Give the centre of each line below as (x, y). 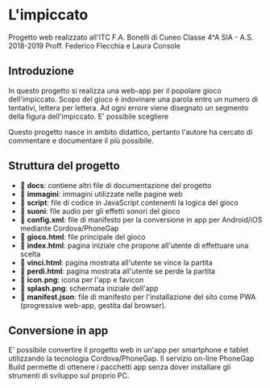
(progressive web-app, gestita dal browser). (93, 305)
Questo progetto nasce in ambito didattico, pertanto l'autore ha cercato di (131, 131)
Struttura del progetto (64, 166)
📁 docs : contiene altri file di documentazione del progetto (116, 185)
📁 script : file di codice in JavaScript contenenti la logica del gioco (129, 202)
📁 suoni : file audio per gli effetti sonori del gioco (100, 211)
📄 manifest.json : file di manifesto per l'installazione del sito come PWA (138, 297)
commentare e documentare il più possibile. (81, 140)
